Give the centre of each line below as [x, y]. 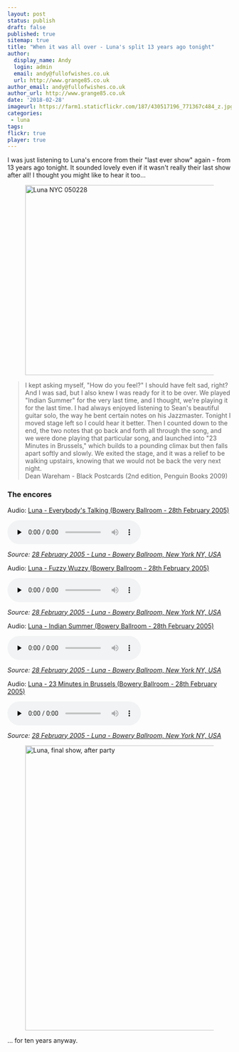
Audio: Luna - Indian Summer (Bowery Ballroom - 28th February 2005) [111, 626]
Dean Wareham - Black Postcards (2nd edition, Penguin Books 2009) [126, 476]
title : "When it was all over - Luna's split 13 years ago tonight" [111, 47]
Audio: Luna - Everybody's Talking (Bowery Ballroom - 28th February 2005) [118, 510]
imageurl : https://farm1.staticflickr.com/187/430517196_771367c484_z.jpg [121, 107]
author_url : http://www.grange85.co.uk [67, 93]
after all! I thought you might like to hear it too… [76, 175]
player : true [27, 140]
